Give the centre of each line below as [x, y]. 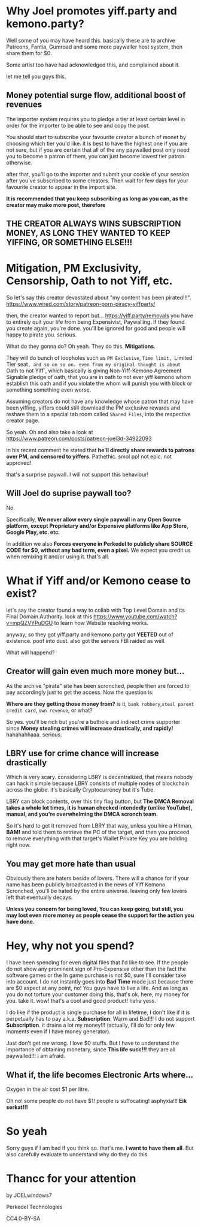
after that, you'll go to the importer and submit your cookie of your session [98, 174]
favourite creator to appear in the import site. [62, 187]
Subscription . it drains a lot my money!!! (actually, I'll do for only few [91, 1025]
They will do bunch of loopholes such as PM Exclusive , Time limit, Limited [99, 358]
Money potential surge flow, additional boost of [96, 95]
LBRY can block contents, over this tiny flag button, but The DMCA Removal [100, 801]
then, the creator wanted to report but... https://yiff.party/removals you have [100, 315]
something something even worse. [49, 390]
